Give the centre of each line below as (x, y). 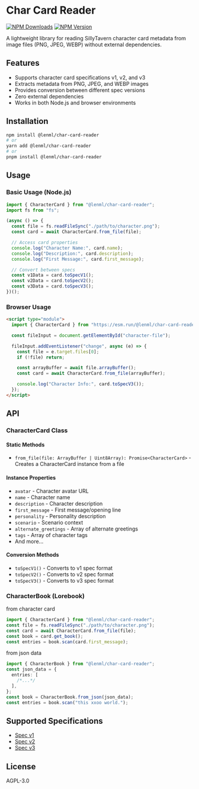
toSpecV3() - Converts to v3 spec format (64, 580)
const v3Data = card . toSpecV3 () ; (53, 286)
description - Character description (59, 503)
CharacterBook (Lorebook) (45, 596)
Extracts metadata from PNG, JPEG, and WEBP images (82, 84)
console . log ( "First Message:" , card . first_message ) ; (78, 259)
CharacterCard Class (37, 430)
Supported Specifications (54, 721)
